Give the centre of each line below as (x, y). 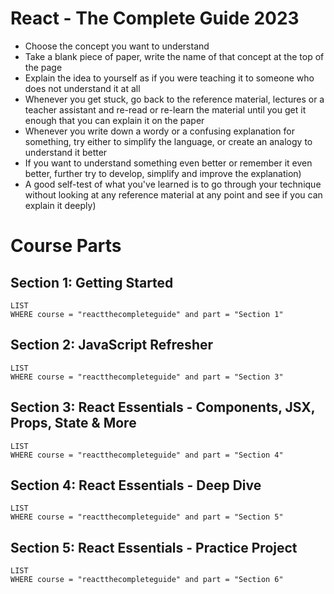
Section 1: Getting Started (92, 282)
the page (43, 67)
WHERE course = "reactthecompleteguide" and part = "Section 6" (147, 580)
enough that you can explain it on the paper (114, 120)
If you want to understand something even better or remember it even (168, 163)
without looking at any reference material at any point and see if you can (173, 194)
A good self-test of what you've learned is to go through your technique (173, 184)
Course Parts (66, 246)
